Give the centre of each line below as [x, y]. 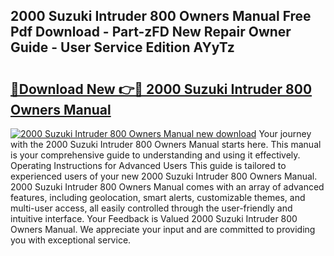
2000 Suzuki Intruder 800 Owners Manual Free [161, 16]
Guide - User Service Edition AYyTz [122, 47]
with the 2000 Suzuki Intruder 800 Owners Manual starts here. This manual [166, 144]
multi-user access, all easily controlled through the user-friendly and [151, 208]
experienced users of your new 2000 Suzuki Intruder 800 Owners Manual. [164, 176]
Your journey [285, 133]
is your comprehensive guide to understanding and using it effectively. [155, 155]
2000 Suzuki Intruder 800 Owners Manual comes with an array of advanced [167, 187]
